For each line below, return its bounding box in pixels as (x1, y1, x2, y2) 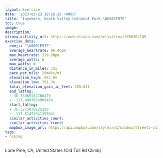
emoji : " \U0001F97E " (9, 43, 51, 48)
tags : (5, 130, 16, 135)
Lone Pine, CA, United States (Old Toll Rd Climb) (5, 147, 101, 154)
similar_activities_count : (9, 116, 64, 121)
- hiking (5, 134, 23, 139)
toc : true (5, 20, 25, 26)
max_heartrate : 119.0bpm (9, 52, 60, 58)
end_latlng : (9, 89, 34, 94)
